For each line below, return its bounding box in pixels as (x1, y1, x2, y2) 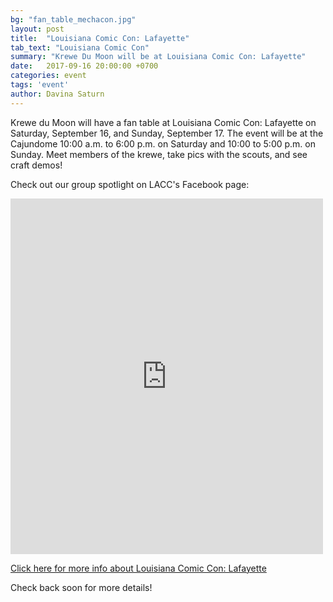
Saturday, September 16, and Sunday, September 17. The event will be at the (10, 127, 324, 139)
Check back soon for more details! (10, 581, 153, 593)
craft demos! (10, 159, 63, 171)
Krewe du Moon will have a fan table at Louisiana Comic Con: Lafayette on (10, 116, 317, 128)
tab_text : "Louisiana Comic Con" (10, 42, 150, 53)
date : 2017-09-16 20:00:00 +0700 (10, 61, 159, 71)
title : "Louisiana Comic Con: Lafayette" (10, 33, 190, 43)
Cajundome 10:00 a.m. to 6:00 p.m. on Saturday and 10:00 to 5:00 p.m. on (10, 137, 316, 150)
